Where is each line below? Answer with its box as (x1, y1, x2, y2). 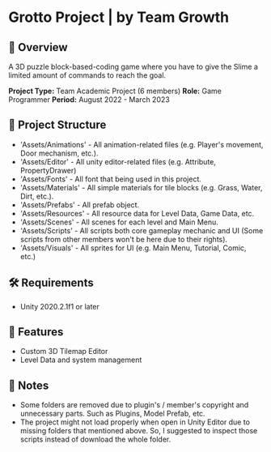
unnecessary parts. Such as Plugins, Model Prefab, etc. (19, 409, 205, 419)
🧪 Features (8, 325, 64, 339)
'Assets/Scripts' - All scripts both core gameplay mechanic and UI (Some (19, 225, 264, 235)
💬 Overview (8, 41, 68, 54)
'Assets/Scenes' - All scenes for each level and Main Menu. (19, 217, 218, 227)
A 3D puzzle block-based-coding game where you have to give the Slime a (8, 62, 259, 71)
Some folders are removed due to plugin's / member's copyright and (19, 400, 249, 410)
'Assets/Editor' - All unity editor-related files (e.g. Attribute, (19, 156, 217, 166)
